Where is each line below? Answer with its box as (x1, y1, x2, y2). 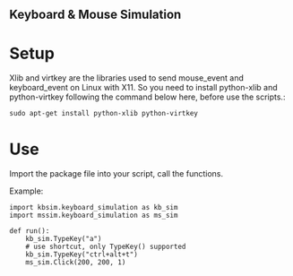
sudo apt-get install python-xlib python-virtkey (9, 109, 199, 118)
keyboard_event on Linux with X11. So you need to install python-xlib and (9, 82, 278, 93)
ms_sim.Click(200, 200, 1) (25, 258, 126, 267)
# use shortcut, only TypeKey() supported (25, 242, 186, 252)
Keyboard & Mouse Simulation (9, 7, 182, 22)
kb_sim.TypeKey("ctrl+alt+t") (25, 250, 139, 259)
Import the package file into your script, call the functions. (9, 168, 224, 179)
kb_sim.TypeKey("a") (25, 235, 102, 244)
